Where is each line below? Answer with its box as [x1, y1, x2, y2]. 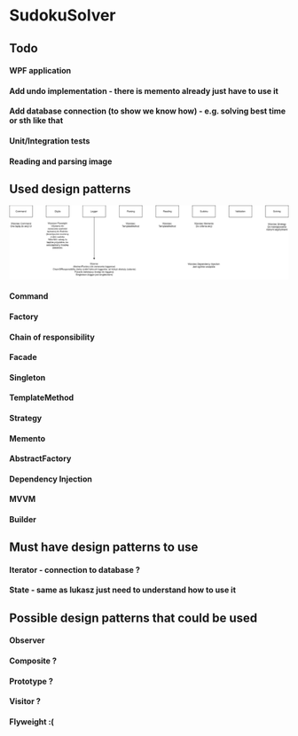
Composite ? [9, 655, 58, 666]
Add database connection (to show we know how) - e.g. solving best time [9, 106, 286, 116]
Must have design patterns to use [9, 540, 199, 555]
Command [9, 291, 49, 301]
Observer [9, 635, 45, 646]
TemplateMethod [9, 392, 74, 403]
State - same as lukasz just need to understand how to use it [9, 584, 237, 595]
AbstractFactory [9, 453, 72, 464]
